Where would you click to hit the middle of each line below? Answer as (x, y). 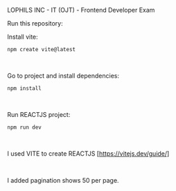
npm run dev (24, 127)
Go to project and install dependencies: (63, 76)
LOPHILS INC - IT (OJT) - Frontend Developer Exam (81, 10)
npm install (24, 89)
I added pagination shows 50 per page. (63, 180)
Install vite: (23, 37)
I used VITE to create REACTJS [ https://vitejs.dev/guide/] (88, 154)
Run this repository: (35, 23)
